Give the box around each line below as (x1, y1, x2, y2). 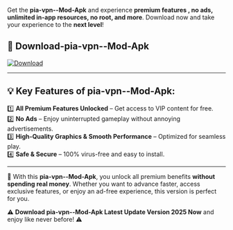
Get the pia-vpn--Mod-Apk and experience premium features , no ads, (7, 6, 214, 14)
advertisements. (7, 124, 53, 133)
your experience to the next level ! (7, 21, 104, 28)
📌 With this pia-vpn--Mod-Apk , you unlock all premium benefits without (7, 172, 216, 180)
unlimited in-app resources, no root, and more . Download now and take (7, 13, 215, 21)
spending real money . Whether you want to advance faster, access (7, 180, 200, 188)
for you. (7, 194, 30, 202)
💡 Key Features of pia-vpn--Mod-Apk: (7, 86, 175, 97)
